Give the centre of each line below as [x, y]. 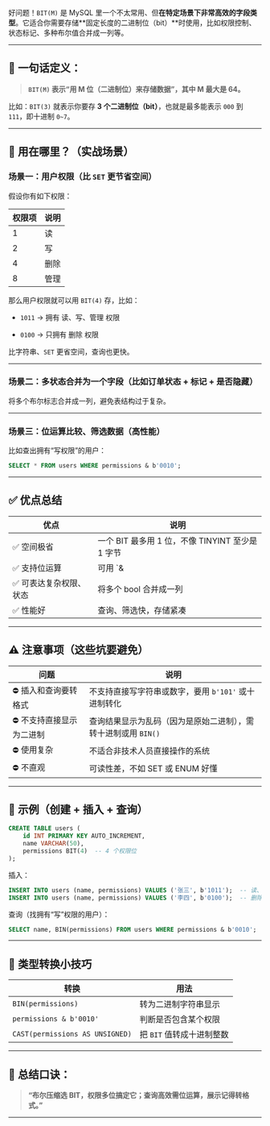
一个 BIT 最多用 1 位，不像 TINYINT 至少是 [178, 541]
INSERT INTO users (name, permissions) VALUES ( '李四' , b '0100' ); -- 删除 [135, 898]
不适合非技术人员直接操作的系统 [149, 751]
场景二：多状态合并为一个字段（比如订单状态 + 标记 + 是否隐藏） [133, 382]
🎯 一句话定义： [45, 68]
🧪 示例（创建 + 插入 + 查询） [78, 809]
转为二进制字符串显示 [180, 1004]
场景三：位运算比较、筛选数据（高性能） [86, 431]
